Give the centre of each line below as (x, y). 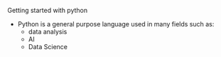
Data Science (48, 47)
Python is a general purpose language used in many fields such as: (116, 24)
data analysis (48, 32)
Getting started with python (47, 10)
